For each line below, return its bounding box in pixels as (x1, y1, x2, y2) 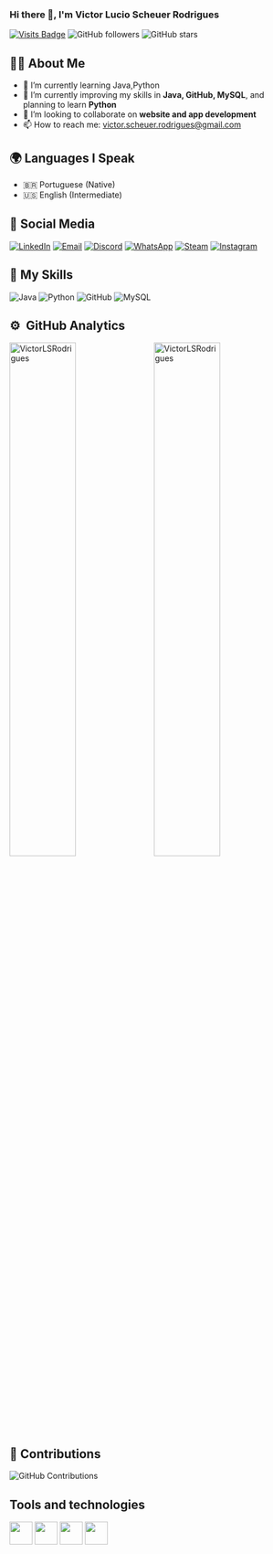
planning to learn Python (22, 100, 117, 111)
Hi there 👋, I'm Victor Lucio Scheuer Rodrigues (9, 8, 220, 21)
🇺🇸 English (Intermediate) (22, 189, 123, 200)
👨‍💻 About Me (9, 55, 86, 71)
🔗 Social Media (9, 217, 96, 232)
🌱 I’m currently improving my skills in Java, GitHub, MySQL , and (22, 90, 265, 101)
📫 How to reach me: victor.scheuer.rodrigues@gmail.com (22, 119, 242, 131)
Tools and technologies (9, 1496, 146, 1512)
